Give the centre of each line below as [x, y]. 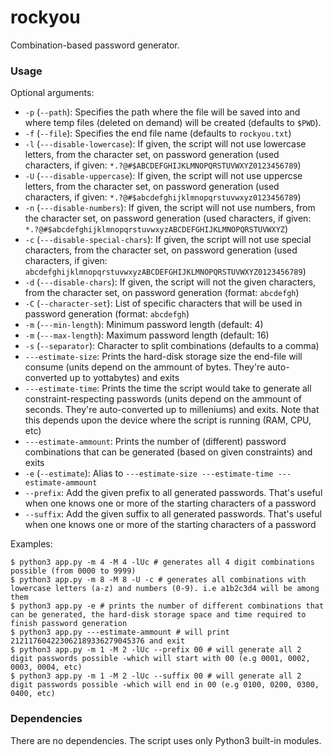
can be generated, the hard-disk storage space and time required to [158, 615]
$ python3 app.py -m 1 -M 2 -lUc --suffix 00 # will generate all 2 [156, 676]
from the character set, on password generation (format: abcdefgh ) [162, 293]
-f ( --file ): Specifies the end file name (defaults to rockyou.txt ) [158, 133]
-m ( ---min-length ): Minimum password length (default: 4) [144, 325]
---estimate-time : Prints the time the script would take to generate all [168, 388]
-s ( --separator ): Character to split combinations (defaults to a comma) [172, 346]
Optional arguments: [52, 93]
